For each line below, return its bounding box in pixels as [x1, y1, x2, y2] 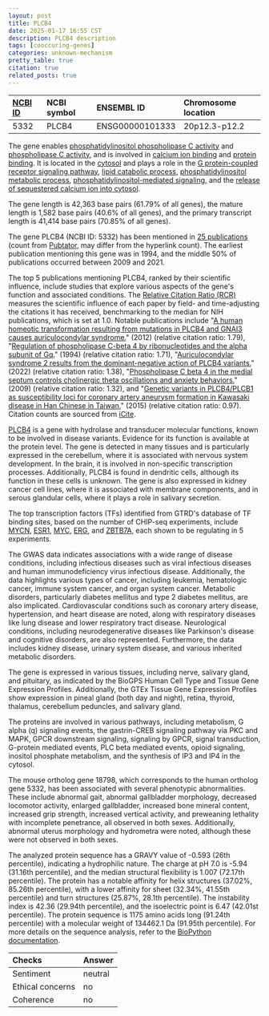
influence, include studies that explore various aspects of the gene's [8, 281, 235, 291]
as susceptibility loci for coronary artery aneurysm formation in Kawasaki [8, 392, 250, 402]
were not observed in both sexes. [8, 835, 118, 844]
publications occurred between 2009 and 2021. [8, 257, 166, 267]
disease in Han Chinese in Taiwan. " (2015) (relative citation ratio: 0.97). [8, 400, 242, 410]
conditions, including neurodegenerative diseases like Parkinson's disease [8, 626, 255, 636]
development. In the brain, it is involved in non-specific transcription [8, 459, 234, 468]
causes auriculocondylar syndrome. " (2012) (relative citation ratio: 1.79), [8, 332, 246, 342]
